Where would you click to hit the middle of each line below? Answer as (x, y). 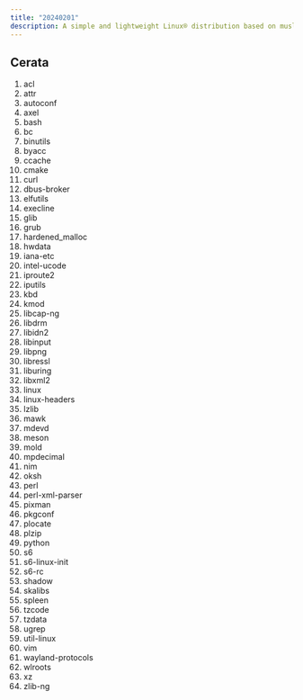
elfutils (36, 199)
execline (39, 209)
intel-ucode (45, 265)
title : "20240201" (45, 18)
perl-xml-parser (53, 495)
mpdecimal (44, 457)
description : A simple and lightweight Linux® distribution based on (143, 26)
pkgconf (39, 515)
